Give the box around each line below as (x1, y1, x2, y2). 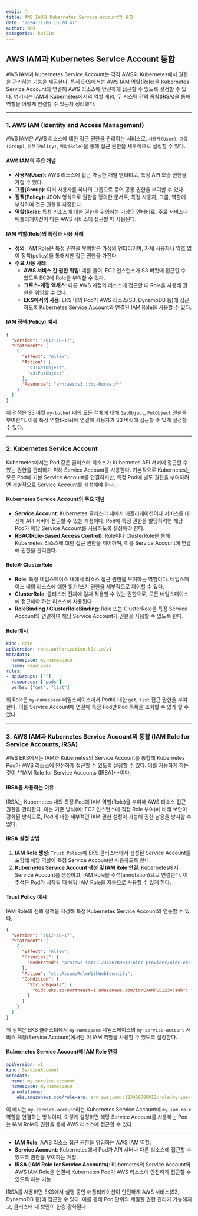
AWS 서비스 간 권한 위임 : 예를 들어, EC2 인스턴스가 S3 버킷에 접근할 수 (23, 266, 186, 274)
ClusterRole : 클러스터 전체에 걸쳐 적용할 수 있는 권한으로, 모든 (14, 590, 159, 597)
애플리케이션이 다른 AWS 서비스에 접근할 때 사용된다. (14, 216, 137, 223)
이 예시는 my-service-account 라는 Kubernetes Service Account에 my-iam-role (6, 1106, 192, 1113)
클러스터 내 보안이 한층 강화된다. (14, 1203, 88, 1210)
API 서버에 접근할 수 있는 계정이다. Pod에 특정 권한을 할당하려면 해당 (25, 517, 183, 524)
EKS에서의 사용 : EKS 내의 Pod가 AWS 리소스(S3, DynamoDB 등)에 (23, 296, 179, 303)
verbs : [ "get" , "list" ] (11, 685, 70, 691)
